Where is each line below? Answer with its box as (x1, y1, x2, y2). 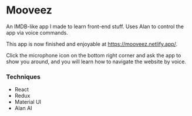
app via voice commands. (6, 29, 69, 36)
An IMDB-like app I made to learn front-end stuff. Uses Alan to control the (6, 23, 184, 30)
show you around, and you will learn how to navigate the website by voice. (6, 58, 187, 65)
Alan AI (14, 105, 32, 112)
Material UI (14, 98, 42, 105)
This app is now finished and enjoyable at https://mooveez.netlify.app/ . (6, 40, 178, 47)
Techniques (6, 73, 41, 81)
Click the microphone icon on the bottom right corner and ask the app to (6, 52, 181, 59)
